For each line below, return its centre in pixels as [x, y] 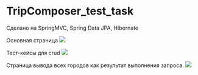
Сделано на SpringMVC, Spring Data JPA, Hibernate [72, 28]
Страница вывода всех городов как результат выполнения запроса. [95, 65]
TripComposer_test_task [70, 11]
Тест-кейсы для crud [33, 53]
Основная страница [32, 40]
